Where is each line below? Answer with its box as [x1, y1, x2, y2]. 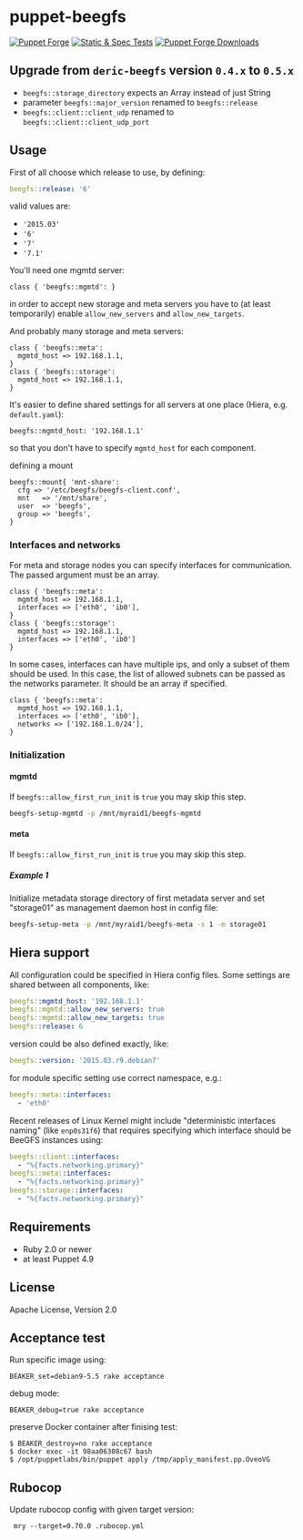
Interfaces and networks [9, 539, 121, 552]
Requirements [9, 1219, 91, 1235]
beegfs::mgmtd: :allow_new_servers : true [9, 1005, 166, 1015]
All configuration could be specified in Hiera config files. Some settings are [9, 969, 291, 980]
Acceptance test [9, 1330, 106, 1345]
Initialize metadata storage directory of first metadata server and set [9, 892, 266, 903]
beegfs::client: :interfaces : [9, 1152, 120, 1161]
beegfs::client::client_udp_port [22, 117, 150, 127]
